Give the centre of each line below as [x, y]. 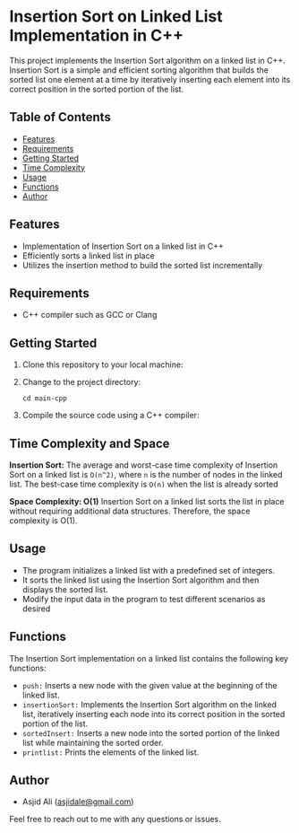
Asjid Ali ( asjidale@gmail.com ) [78, 802]
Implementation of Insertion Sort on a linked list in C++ [123, 246]
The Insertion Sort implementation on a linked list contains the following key [149, 658]
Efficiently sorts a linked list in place [88, 255]
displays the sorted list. [65, 589]
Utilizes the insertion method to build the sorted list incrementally [142, 265]
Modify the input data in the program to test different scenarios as [144, 599]
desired [36, 609]
